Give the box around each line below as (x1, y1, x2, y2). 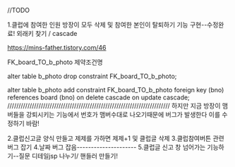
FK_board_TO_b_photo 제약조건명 (7, 58, 104, 66)
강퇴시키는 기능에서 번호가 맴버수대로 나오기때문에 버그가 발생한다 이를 (25, 111, 221, 118)
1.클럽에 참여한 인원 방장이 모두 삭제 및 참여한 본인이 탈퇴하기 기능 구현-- (7, 20, 207, 29)
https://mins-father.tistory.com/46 (7, 44, 107, 51)
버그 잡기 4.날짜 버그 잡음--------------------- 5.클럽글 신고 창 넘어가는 (7, 143, 206, 151)
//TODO (7, 6, 30, 14)
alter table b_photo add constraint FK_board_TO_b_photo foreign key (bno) (7, 86, 224, 94)
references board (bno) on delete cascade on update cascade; (7, 93, 191, 101)
